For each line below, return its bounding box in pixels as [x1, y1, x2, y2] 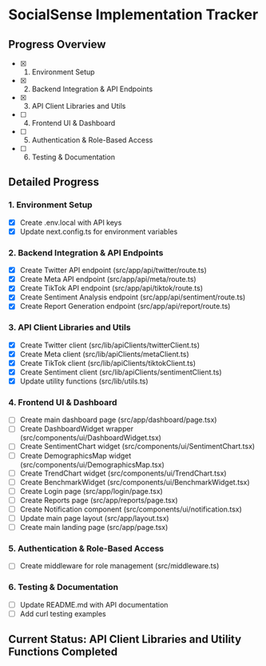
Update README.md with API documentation [19, 600, 169, 609]
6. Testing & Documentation [8, 582, 118, 593]
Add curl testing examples [19, 608, 106, 618]
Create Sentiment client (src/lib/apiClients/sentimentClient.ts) [19, 367, 222, 377]
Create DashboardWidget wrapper [19, 424, 134, 434]
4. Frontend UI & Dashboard [8, 396, 117, 407]
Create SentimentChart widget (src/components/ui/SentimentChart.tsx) [19, 442, 256, 451]
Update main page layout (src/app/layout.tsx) [19, 513, 169, 523]
